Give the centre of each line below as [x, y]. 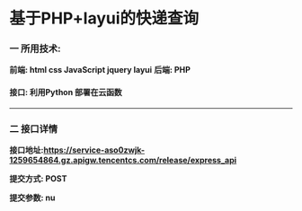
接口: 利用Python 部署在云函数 [66, 92]
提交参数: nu [32, 198]
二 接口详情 [34, 128]
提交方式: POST [38, 178]
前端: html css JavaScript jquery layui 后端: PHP [100, 70]
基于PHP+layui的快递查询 [104, 18]
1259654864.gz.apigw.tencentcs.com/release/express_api [123, 160]
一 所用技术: [35, 48]
